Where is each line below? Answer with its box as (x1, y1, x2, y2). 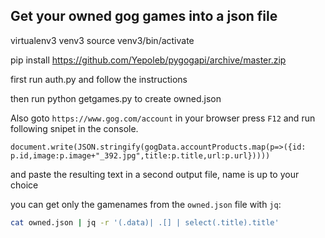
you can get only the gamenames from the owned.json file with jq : (10, 198, 282, 210)
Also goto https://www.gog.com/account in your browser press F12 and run (10, 112, 316, 124)
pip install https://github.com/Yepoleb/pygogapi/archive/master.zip (10, 54, 287, 66)
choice (10, 179, 39, 191)
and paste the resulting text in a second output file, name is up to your (10, 168, 300, 180)
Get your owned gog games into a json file (10, 8, 278, 25)
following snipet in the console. (10, 122, 139, 134)
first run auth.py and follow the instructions (10, 73, 188, 85)
